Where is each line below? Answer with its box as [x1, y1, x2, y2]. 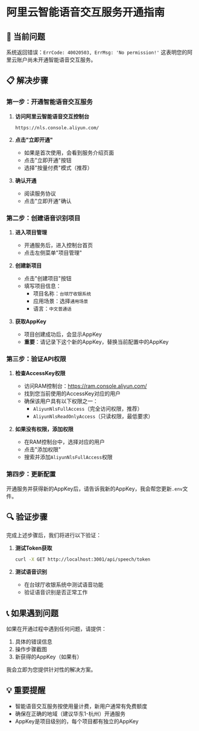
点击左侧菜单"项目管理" [24, 249, 83, 256]
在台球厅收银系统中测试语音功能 [24, 581, 104, 588]
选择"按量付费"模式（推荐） [24, 164, 93, 171]
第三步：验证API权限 [6, 355, 66, 363]
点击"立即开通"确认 [24, 197, 72, 204]
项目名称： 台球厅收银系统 [33, 289, 92, 297]
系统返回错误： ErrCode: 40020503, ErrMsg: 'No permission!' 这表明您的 [6, 49, 188, 56]
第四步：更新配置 [6, 470, 56, 478]
